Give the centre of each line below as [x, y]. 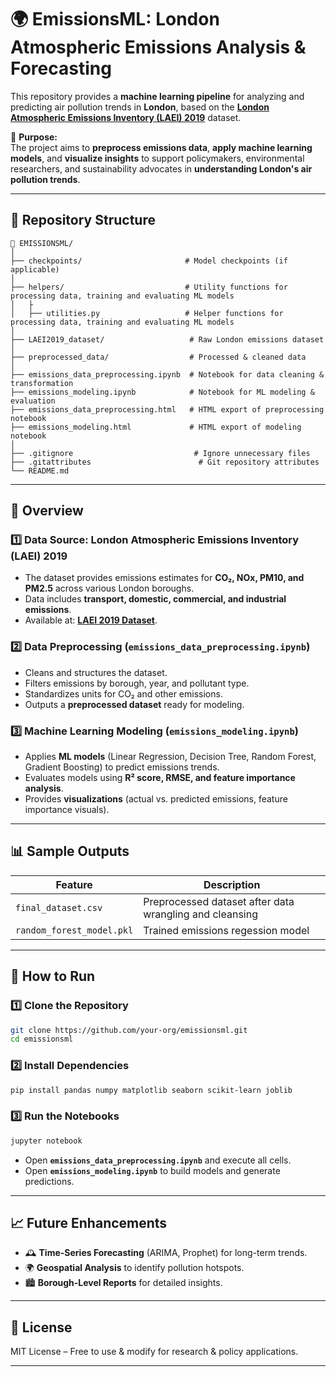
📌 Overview [47, 511]
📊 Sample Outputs [70, 851]
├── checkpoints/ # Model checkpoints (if [149, 261]
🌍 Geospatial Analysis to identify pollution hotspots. [134, 1268]
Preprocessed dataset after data [219, 901]
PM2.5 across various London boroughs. [109, 588]
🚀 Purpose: [34, 137]
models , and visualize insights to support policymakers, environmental [157, 158]
